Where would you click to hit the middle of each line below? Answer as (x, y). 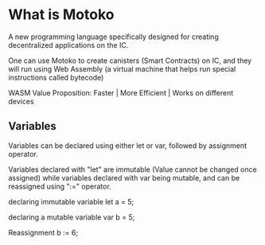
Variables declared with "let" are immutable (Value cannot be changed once (132, 169)
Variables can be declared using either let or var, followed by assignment (128, 146)
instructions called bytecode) (56, 77)
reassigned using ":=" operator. (60, 186)
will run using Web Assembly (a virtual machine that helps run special (122, 68)
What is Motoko (61, 15)
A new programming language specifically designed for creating (113, 37)
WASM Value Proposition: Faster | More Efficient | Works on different (121, 92)
